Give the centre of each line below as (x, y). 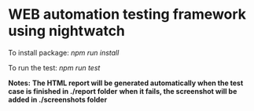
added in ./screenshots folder (58, 99)
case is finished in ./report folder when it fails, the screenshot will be (123, 91)
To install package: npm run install (64, 52)
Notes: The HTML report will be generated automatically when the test (126, 83)
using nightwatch (67, 31)
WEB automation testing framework (127, 14)
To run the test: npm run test (54, 67)
